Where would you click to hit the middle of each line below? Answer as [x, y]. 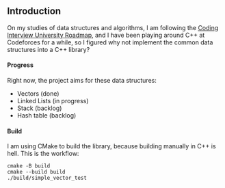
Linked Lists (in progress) [53, 101]
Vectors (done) [38, 94]
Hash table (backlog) [47, 116]
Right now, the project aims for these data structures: [82, 81]
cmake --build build [37, 172]
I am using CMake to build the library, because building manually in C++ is [112, 146]
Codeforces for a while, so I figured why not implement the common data [110, 42]
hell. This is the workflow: [43, 154]
